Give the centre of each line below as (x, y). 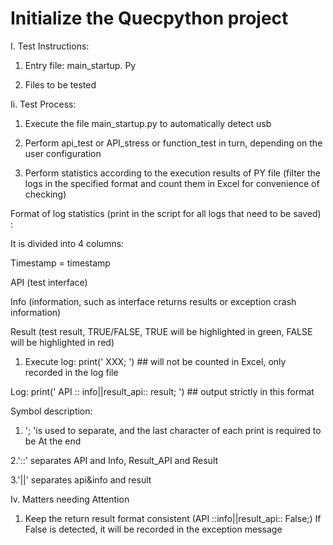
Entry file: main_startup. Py (80, 65)
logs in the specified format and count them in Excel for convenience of (172, 183)
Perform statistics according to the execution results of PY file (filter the (172, 173)
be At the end (53, 441)
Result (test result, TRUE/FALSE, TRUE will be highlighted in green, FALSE (161, 331)
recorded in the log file (71, 372)
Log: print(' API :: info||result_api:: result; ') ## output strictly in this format (162, 391)
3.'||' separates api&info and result (81, 479)
